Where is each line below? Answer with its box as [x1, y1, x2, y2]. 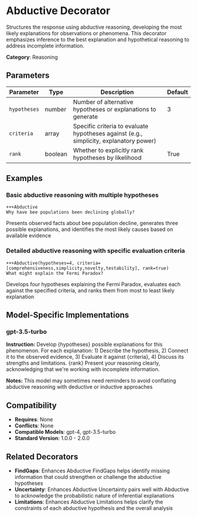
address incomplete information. [6, 42, 85, 49]
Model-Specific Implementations [6, 310, 130, 320]
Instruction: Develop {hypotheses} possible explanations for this [6, 341, 163, 348]
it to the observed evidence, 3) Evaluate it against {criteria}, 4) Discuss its [6, 353, 184, 360]
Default [167, 88, 188, 96]
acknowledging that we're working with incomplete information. [6, 366, 160, 373]
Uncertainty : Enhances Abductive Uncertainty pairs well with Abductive [14, 486, 189, 493]
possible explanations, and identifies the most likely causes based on [6, 226, 174, 233]
